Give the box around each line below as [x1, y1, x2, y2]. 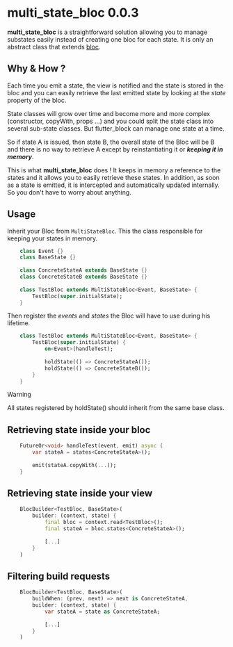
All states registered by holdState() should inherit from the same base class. [7, 404, 225, 412]
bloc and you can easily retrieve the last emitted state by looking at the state [7, 88, 226, 97]
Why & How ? [7, 63, 66, 74]
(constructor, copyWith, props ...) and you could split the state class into [7, 117, 214, 125]
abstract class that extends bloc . [7, 42, 101, 51]
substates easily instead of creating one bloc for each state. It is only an [7, 35, 214, 43]
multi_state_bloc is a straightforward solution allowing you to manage [7, 28, 208, 36]
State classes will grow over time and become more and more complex [7, 109, 211, 117]
